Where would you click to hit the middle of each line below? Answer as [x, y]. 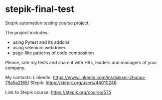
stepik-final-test [40, 9]
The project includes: [27, 32]
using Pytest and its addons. [42, 42]
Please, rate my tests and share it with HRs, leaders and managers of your [81, 62]
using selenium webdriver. [39, 47]
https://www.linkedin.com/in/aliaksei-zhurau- [99, 77]
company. [15, 68]
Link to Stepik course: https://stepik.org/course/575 [58, 92]
